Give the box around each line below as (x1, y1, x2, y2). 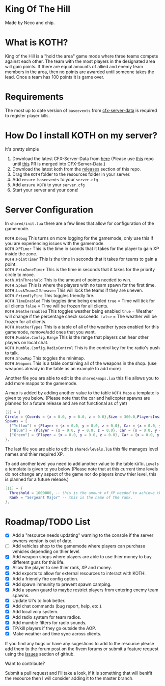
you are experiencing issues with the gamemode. (5, 240, 105, 246)
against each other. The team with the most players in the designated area (5, 58, 156, 64)
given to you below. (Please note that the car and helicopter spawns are (5, 395, 151, 401)
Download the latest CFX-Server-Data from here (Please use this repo (12, 156, 154, 162)
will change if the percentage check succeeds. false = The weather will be (5, 313, 157, 319)
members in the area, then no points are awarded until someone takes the (5, 69, 155, 75)
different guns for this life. (12, 559, 65, 565)
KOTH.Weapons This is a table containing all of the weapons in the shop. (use (5, 360, 157, 366)
